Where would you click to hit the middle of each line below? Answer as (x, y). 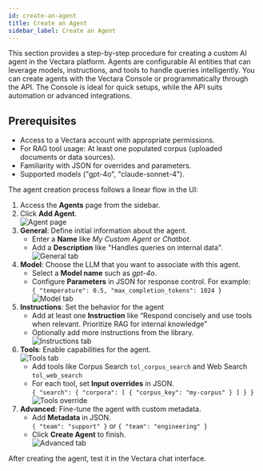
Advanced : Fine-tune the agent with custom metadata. (110, 409)
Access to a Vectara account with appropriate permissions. (117, 140)
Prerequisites (42, 121)
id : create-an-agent (43, 16)
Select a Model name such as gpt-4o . (94, 273)
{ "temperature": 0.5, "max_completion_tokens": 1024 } (127, 291)
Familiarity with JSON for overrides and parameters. (106, 166)
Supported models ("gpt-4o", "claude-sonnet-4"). (102, 174)
